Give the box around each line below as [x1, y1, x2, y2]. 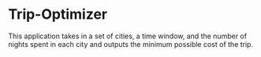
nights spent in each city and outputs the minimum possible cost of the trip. [8, 39, 254, 48]
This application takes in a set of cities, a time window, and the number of [8, 31, 247, 41]
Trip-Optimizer [8, 5, 108, 23]
